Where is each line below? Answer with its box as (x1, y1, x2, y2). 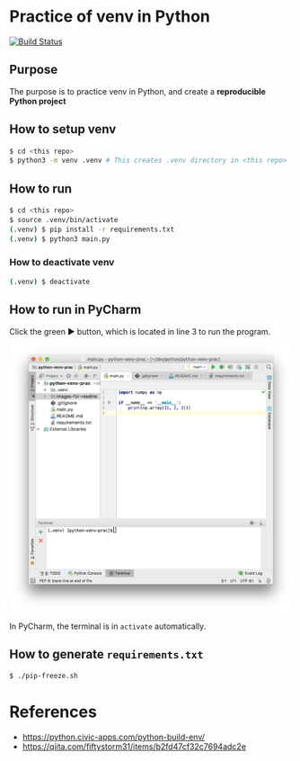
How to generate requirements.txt (9, 646, 204, 662)
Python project (9, 95, 66, 106)
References (9, 702, 97, 722)
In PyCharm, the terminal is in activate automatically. (9, 621, 207, 631)
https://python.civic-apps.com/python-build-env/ (22, 731, 205, 743)
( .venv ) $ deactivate (9, 277, 91, 286)
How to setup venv (9, 121, 117, 137)
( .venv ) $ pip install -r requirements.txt (9, 225, 175, 234)
